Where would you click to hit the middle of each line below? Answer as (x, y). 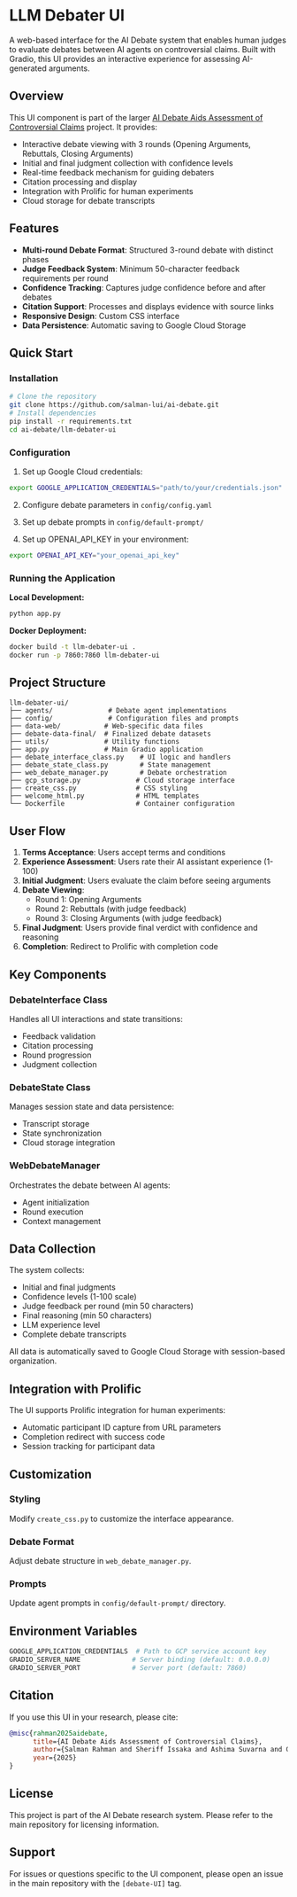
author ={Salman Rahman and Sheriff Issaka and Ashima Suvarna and (157, 1750)
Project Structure (57, 682)
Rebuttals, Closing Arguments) (78, 153)
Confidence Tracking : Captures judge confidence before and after (144, 287)
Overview (37, 96)
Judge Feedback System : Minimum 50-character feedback (131, 269)
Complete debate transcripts (74, 1334)
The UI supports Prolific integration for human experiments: (118, 1410)
